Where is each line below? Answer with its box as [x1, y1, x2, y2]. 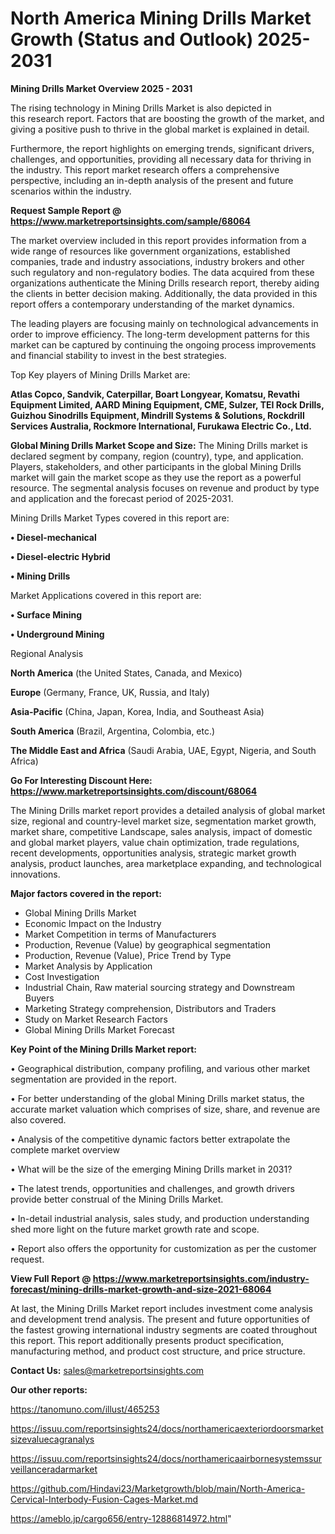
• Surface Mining [10, 608, 83, 621]
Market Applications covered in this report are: [10, 589, 202, 601]
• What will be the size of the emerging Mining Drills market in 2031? [10, 1163, 293, 1175]
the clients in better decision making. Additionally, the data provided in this [10, 287, 318, 299]
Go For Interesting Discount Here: [10, 774, 153, 786]
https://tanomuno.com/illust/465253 [10, 1403, 160, 1415]
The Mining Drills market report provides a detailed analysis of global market [10, 804, 326, 816]
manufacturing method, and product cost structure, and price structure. [10, 1345, 306, 1357]
